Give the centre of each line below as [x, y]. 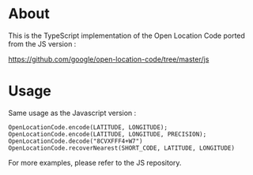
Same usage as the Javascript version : [72, 113]
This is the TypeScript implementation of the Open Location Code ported [126, 35]
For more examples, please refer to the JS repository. [95, 162]
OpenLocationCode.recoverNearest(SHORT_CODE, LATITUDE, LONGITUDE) [122, 148]
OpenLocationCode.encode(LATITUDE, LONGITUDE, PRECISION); [108, 134]
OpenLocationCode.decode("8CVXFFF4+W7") [76, 141]
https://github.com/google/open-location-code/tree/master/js [109, 59]
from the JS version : [42, 43]
